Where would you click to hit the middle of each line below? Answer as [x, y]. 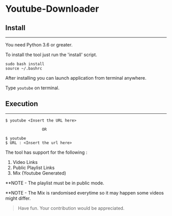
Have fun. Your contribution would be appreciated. [71, 208]
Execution [22, 104]
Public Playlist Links [34, 167]
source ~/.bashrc [24, 68]
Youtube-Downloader [52, 9]
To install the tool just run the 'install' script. [51, 55]
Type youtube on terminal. [33, 88]
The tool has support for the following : [46, 152]
